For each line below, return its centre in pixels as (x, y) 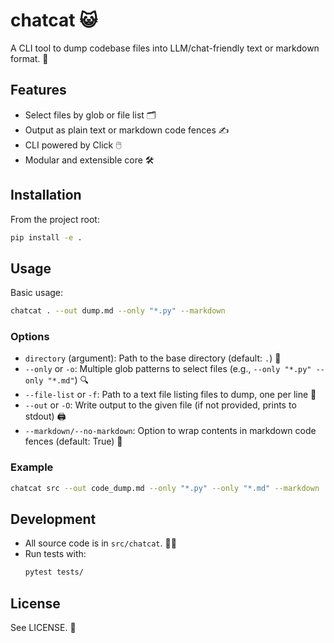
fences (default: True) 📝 (73, 441)
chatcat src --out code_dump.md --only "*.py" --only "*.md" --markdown (165, 488)
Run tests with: (55, 554)
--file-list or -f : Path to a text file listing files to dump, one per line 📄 (170, 395)
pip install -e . (46, 237)
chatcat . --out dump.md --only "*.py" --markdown (118, 311)
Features (38, 90)
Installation (46, 195)
